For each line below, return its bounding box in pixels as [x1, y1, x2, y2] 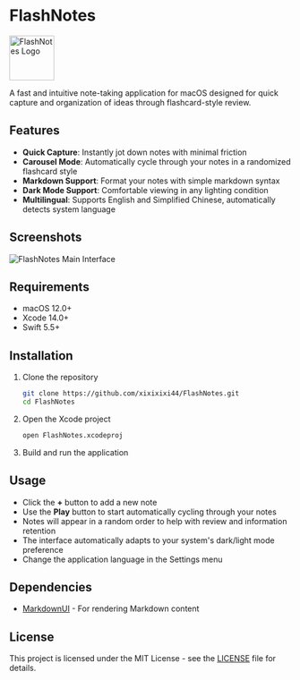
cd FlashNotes [21, 397, 75, 407]
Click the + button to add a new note [21, 497, 158, 507]
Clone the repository [21, 372, 99, 383]
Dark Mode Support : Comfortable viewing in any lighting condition [21, 184, 269, 195]
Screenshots [9, 230, 82, 245]
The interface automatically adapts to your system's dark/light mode [21, 534, 275, 546]
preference [21, 544, 64, 555]
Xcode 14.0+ [21, 312, 70, 323]
